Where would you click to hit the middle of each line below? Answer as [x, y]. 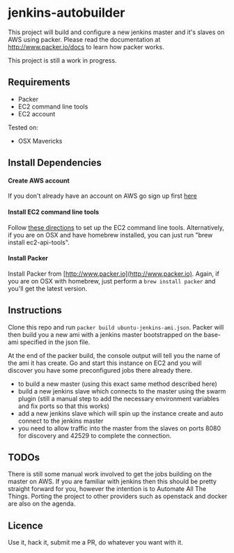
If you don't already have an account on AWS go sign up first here [102, 196]
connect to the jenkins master [61, 421]
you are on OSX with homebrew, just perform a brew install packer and [112, 281]
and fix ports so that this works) [64, 406]
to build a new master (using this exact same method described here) [118, 384]
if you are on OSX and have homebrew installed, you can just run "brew [110, 235]
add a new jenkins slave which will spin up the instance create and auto [120, 413]
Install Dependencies [55, 163]
